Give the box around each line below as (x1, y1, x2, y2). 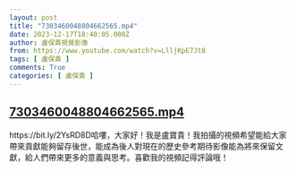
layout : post (9, 13, 58, 22)
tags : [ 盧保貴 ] (9, 55, 70, 64)
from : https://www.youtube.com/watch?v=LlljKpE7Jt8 (9, 47, 206, 56)
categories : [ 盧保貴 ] (9, 72, 94, 81)
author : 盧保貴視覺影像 (9, 38, 89, 47)
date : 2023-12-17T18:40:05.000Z (9, 30, 130, 38)
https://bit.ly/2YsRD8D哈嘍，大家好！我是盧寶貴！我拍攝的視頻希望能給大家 (9, 129, 288, 140)
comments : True (9, 64, 66, 73)
